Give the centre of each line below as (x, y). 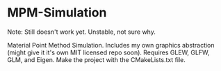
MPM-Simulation (57, 13)
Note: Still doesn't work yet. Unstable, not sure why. (82, 32)
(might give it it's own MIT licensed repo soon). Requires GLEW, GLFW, (108, 52)
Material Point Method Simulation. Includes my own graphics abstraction (111, 45)
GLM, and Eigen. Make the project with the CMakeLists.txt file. (97, 59)
